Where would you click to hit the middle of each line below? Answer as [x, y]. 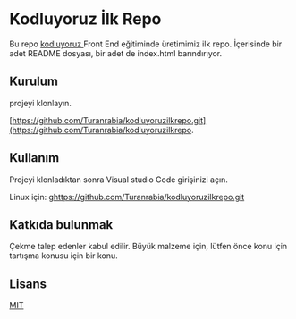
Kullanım [34, 158]
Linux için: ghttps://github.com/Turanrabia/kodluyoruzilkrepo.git [127, 197]
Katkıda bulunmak [61, 225]
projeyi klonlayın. [40, 103]
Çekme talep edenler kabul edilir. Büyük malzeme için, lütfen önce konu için [148, 247]
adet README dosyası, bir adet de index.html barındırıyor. [116, 53]
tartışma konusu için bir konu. [63, 256]
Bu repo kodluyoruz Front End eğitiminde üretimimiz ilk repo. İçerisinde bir [146, 44]
